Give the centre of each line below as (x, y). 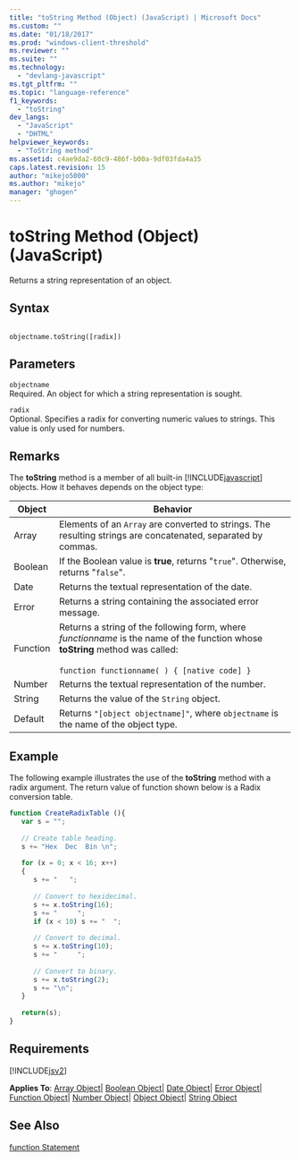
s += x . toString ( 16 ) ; (73, 904)
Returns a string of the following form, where (153, 627)
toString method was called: (119, 649)
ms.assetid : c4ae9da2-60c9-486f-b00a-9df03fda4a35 (105, 159)
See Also (34, 1126)
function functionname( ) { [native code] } (155, 671)
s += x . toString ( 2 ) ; (71, 979)
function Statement (45, 1147)
